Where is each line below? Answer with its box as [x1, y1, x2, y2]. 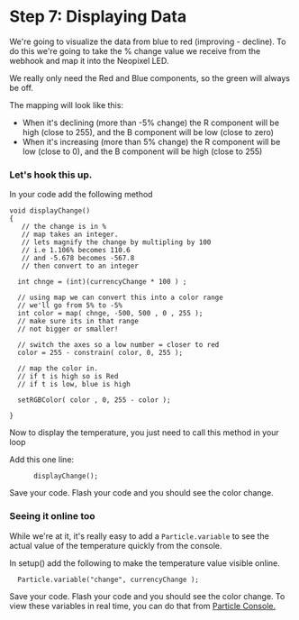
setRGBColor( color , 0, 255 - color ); [17, 396, 171, 405]
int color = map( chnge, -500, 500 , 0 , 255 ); [17, 309, 204, 318]
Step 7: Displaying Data [9, 6, 187, 27]
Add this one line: [9, 454, 75, 465]
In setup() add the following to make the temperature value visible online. [9, 557, 281, 569]
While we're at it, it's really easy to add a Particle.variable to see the [9, 530, 270, 542]
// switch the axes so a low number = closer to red [17, 341, 220, 350]
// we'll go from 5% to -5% [17, 301, 123, 310]
